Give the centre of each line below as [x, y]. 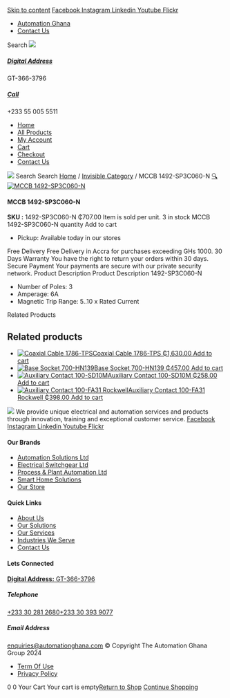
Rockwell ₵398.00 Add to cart [60, 397]
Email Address [29, 628]
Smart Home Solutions [49, 479]
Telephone [23, 595]
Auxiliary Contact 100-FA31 [167, 389]
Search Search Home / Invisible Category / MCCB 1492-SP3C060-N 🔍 [116, 176]
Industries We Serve [46, 540]
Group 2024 [25, 652]
